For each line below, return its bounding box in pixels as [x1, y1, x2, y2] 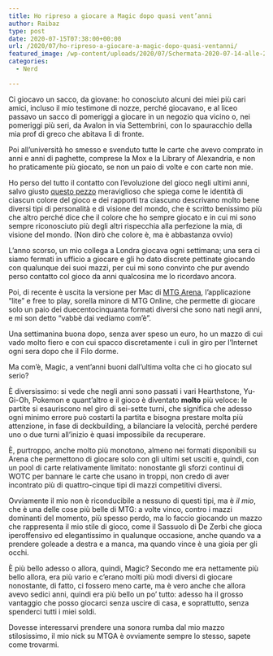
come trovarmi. [8, 640, 59, 649]
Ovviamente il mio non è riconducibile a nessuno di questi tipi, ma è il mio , [8, 496, 256, 505]
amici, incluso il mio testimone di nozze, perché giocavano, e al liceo [8, 103, 238, 112]
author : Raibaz [8, 20, 60, 28]
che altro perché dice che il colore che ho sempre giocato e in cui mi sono [8, 212, 257, 222]
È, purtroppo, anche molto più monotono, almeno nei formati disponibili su [8, 445, 257, 455]
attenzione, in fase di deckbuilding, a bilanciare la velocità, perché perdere [8, 421, 258, 431]
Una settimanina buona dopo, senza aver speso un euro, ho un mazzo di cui [8, 329, 263, 339]
